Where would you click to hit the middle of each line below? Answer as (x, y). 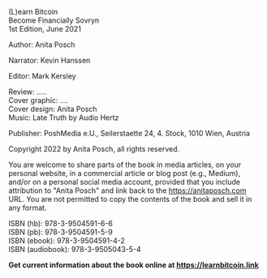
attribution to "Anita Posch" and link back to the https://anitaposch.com (127, 190)
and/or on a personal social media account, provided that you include (125, 182)
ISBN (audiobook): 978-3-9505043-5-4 (75, 249)
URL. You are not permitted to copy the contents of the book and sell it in (130, 199)
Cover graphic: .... (39, 100)
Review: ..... (28, 92)
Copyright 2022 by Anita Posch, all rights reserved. (94, 149)
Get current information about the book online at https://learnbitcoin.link (134, 265)
